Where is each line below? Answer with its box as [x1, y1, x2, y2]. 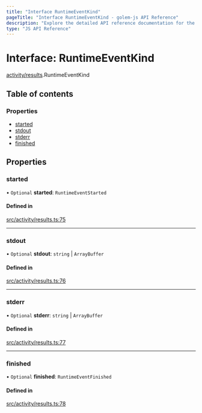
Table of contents [6, 88, 73, 99]
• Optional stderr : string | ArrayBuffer [6, 311, 103, 319]
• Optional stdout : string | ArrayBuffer [6, 250, 104, 257]
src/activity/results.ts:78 [6, 400, 66, 408]
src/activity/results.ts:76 [6, 277, 66, 284]
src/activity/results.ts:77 [6, 338, 66, 346]
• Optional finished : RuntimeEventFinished [6, 373, 112, 381]
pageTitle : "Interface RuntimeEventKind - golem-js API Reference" [6, 14, 179, 20]
